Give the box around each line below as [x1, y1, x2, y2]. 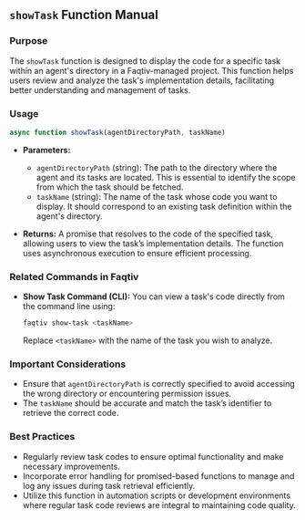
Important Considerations [9, 358, 127, 370]
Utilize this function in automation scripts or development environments [22, 490, 291, 501]
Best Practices [9, 431, 76, 443]
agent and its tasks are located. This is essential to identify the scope [36, 172, 296, 182]
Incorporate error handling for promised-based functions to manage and [22, 470, 295, 482]
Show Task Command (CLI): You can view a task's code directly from [22, 291, 285, 302]
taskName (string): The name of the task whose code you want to [36, 191, 278, 202]
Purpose [9, 35, 48, 47]
